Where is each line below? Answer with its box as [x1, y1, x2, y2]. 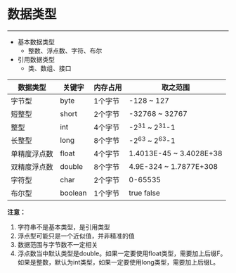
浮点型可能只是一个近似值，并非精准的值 [17, 231, 135, 240]
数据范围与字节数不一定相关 [17, 240, 98, 248]
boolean [60, 188, 87, 198]
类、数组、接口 [27, 64, 72, 72]
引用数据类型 [17, 55, 55, 63]
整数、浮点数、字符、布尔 [27, 46, 103, 55]
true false [129, 188, 160, 198]
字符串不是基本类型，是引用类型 [17, 222, 110, 231]
